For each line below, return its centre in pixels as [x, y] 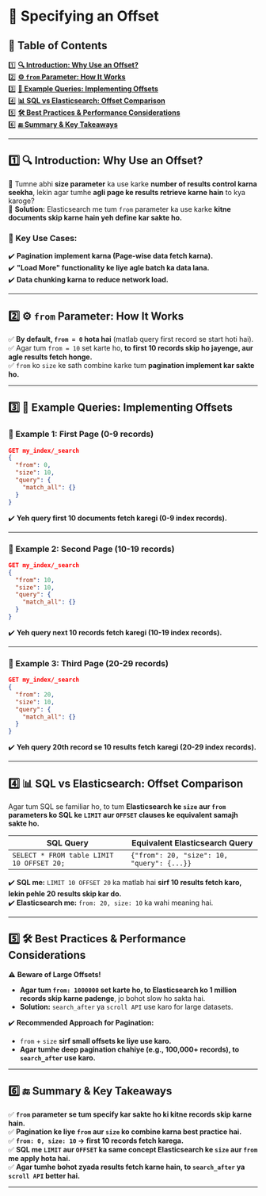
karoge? [21, 201]
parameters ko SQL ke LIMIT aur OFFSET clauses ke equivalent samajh [123, 815]
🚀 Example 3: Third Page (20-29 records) [88, 663]
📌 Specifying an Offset [84, 16]
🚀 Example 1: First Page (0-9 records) [81, 434]
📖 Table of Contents [58, 46]
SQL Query [67, 843]
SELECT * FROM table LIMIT [63, 855]
